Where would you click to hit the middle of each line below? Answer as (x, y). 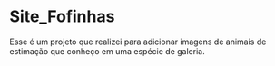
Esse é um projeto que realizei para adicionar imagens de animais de (138, 42)
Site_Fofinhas (62, 17)
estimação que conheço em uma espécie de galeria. (108, 51)
